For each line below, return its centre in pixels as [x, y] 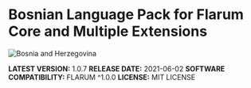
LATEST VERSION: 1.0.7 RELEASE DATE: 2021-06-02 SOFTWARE [117, 68]
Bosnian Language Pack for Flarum [126, 15]
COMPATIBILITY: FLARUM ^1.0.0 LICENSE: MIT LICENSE [102, 77]
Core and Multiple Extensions [108, 31]
